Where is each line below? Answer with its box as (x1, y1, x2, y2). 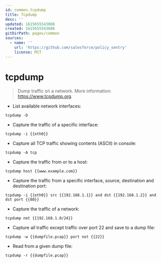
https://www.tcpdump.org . (17, 93, 73, 99)
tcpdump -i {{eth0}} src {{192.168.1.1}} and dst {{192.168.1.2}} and (5, 193, 156, 198)
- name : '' (10, 40, 33, 45)
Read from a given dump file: (12, 243, 73, 249)
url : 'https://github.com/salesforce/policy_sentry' (14, 45, 127, 50)
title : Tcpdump (5, 12, 37, 17)
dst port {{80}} (5, 197, 39, 202)
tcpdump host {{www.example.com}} (5, 169, 78, 174)
